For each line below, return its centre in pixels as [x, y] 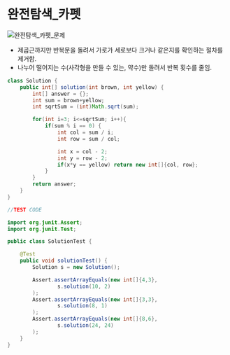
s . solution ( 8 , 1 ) [82, 306]
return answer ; [55, 184]
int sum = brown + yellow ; [69, 100]
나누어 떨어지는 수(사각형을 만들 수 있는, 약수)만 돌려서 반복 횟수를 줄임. [114, 67]
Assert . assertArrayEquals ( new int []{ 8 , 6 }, [95, 319]
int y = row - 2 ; [82, 158]
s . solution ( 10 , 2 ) [84, 286]
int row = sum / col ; [88, 139]
